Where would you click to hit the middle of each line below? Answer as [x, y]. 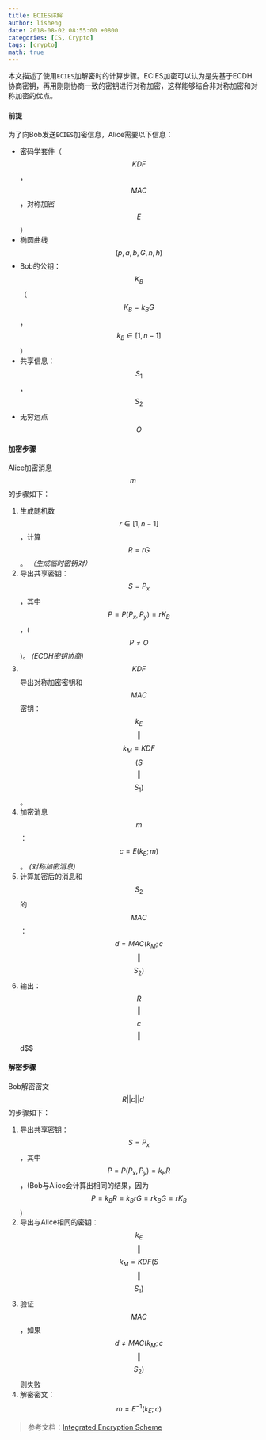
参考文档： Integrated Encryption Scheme [95, 1427]
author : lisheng [35, 23]
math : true [26, 52]
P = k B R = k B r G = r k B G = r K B [139, 1199]
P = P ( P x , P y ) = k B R [139, 1171]
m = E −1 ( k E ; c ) [139, 1409]
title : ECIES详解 [36, 15]
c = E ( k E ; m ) [139, 852]
